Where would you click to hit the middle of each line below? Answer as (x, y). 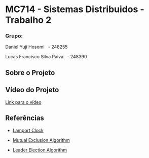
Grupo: (14, 36)
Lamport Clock (28, 130)
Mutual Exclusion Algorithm (41, 140)
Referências (25, 118)
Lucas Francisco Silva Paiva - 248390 (46, 57)
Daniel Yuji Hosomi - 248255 (36, 47)
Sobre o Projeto (30, 73)
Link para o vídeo (23, 102)
